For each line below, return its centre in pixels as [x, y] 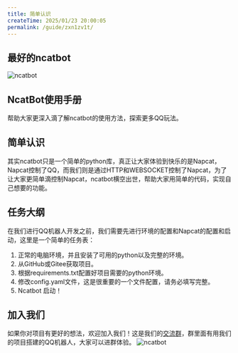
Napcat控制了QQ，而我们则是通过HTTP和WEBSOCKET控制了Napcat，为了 [117, 170]
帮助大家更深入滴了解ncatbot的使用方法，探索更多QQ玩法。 [95, 118]
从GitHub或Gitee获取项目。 [58, 263]
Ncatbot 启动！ [40, 290]
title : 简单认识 [29, 14]
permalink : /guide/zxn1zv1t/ [50, 27]
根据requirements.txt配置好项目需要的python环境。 [92, 273]
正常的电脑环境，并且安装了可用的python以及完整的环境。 [103, 255]
